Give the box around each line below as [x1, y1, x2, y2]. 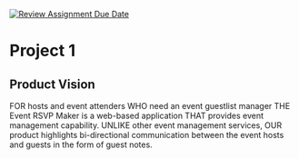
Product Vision [9, 76, 95, 92]
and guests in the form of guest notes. [9, 139, 153, 150]
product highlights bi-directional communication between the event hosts [9, 130, 284, 140]
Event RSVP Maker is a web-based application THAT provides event [9, 110, 264, 121]
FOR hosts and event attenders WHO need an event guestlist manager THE [9, 101, 291, 111]
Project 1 [9, 41, 75, 61]
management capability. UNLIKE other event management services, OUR [9, 120, 283, 131]
